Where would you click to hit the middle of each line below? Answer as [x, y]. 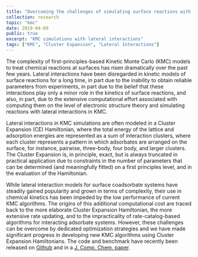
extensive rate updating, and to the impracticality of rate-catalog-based [93, 216]
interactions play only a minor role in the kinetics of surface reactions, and [96, 93]
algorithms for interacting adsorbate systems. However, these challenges [95, 222]
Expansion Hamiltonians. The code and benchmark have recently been [92, 241]
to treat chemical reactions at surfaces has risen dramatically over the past [97, 67]
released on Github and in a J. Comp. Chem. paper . [68, 247]
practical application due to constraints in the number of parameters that [94, 161]
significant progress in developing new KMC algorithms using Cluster [90, 235]
